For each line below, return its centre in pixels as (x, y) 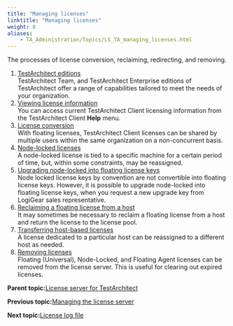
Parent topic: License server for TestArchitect (73, 288)
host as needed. (41, 245)
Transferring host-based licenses (65, 230)
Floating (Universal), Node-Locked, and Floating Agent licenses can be (120, 259)
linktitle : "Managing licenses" (54, 20)
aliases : (20, 33)
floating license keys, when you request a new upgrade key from (111, 193)
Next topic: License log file (45, 315)
